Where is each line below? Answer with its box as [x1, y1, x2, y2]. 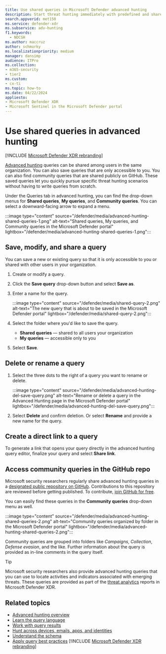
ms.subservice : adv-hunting [5, 26, 63, 31]
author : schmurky [5, 44, 41, 49]
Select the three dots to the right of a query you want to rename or [12, 372, 148, 378]
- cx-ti [5, 81, 21, 86]
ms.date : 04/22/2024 [5, 90, 48, 95]
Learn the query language [12, 617, 65, 623]
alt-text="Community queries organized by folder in [53, 519, 159, 524]
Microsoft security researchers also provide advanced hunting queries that [5, 569, 158, 575]
